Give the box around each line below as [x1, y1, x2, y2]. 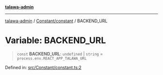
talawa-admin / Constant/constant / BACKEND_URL [5, 18, 108, 24]
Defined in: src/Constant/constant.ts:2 [5, 64, 81, 70]
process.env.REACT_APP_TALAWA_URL [16, 56, 87, 61]
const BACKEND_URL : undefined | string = [16, 51, 103, 57]
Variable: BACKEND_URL [5, 35, 106, 46]
